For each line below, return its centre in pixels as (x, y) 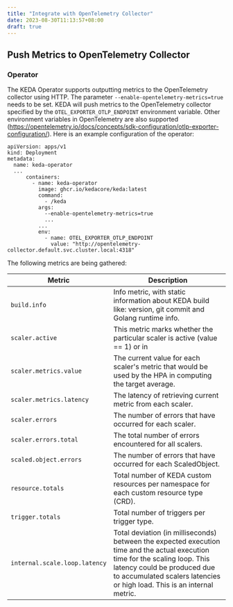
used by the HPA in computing (163, 375)
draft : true (24, 26)
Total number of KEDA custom (162, 476)
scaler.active (34, 338)
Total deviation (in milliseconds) (165, 533)
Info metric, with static (149, 292)
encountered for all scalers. (158, 444)
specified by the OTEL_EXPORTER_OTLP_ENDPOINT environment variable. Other (114, 112)
